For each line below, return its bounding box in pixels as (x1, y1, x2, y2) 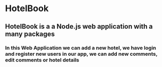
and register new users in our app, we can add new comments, (5, 50, 158, 57)
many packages (5, 30, 55, 38)
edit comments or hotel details (5, 56, 80, 63)
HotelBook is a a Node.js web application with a (5, 22, 153, 31)
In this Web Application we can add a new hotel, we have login (5, 44, 156, 51)
